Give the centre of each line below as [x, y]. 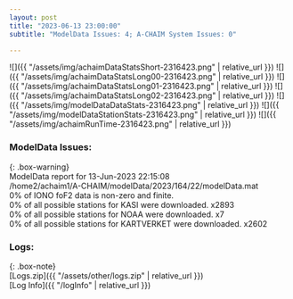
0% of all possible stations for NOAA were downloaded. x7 [117, 214]
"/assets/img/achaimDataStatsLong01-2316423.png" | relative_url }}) [147, 87]
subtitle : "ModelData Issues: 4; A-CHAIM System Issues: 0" [123, 34]
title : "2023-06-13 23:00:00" [65, 26]
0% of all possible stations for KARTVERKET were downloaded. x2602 [138, 223]
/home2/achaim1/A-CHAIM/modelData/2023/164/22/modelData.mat [134, 186]
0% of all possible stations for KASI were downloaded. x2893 [122, 204]
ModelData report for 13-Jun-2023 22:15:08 [90, 176]
